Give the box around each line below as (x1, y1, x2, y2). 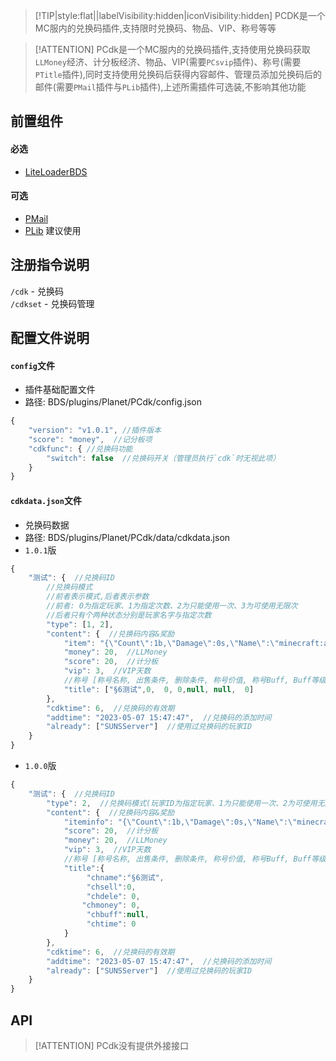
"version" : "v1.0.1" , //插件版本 (28, 425, 162, 436)
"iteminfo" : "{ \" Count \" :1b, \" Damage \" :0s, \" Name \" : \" (63, 817, 298, 827)
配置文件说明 (10, 330, 90, 346)
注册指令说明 (10, 257, 90, 274)
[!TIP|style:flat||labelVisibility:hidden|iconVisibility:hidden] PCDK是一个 (34, 10, 326, 21)
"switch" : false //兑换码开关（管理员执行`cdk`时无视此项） (46, 453, 281, 463)
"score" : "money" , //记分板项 (28, 434, 153, 444)
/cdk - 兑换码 (10, 285, 64, 297)
